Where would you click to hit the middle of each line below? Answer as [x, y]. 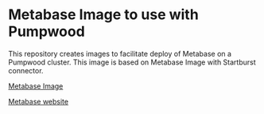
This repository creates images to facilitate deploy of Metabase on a [120, 53]
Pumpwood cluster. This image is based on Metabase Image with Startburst [132, 62]
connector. [26, 70]
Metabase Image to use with [103, 15]
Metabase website [39, 101]
